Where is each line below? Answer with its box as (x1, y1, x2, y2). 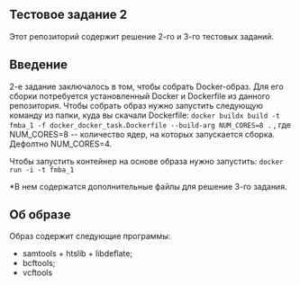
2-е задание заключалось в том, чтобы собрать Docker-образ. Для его (9, 81, 284, 92)
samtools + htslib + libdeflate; (22, 248, 133, 259)
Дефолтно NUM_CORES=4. (9, 138, 113, 149)
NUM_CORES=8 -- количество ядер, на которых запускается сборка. (9, 129, 276, 139)
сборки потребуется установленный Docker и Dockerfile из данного (9, 90, 270, 102)
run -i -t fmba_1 (9, 165, 75, 174)
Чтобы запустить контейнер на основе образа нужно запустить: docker (9, 156, 284, 166)
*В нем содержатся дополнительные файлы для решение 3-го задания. (9, 181, 287, 191)
